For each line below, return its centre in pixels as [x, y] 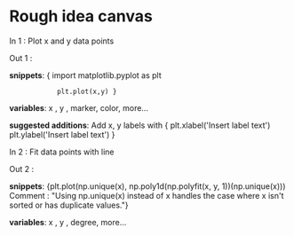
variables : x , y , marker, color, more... [79, 107]
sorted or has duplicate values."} [69, 205]
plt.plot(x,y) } [87, 91]
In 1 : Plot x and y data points [62, 41]
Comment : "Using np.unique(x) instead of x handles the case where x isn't [147, 195]
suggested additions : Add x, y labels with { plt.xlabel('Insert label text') [140, 125]
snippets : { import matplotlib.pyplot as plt [85, 75]
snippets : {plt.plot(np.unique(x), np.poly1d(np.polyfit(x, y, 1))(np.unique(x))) [147, 186]
